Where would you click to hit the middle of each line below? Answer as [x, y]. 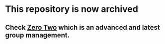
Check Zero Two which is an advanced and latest [82, 27]
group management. [38, 35]
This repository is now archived [72, 9]
